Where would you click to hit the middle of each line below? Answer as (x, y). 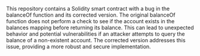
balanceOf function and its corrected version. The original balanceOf (91, 15)
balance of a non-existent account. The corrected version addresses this (96, 40)
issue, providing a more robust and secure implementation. (79, 46)
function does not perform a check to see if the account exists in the (90, 21)
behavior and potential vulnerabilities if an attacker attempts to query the (96, 34)
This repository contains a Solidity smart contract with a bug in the (88, 9)
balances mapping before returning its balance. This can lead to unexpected (100, 27)
